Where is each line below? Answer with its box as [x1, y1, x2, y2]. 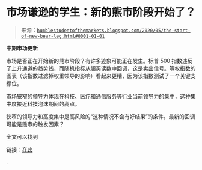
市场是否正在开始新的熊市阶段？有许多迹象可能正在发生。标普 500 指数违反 [6, 57, 193, 64]
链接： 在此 [6, 145, 33, 153]
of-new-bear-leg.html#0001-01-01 [20, 33, 105, 39]
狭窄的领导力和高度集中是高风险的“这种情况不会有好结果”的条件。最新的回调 [6, 112, 195, 120]
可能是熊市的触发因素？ [6, 120, 64, 127]
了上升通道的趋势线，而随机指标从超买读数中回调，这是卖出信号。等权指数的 [6, 64, 196, 72]
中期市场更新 [6, 44, 38, 52]
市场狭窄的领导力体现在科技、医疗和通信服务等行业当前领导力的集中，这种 [6, 93, 191, 100]
